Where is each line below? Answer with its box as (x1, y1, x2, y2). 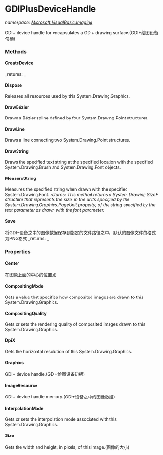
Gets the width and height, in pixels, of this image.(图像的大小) (5, 444, 130, 450)
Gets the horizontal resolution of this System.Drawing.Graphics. (5, 349, 132, 355)
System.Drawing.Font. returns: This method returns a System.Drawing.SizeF (5, 192, 158, 198)
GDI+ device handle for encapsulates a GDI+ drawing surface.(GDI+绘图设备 (5, 29, 159, 35)
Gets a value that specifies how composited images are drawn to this (5, 294, 144, 300)
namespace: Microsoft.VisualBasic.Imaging (5, 20, 93, 25)
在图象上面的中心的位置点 (5, 272, 56, 277)
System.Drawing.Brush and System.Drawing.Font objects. (5, 164, 121, 170)
